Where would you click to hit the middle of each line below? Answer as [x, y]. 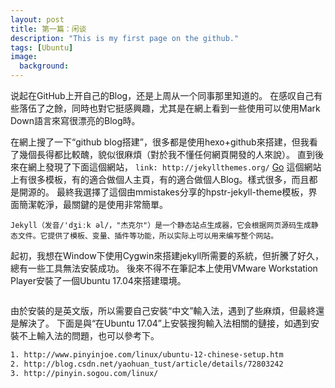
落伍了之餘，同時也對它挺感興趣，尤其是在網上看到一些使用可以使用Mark [169, 108]
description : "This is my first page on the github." [125, 38]
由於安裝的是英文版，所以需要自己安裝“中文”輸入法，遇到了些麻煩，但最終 [163, 310]
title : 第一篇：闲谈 [48, 29]
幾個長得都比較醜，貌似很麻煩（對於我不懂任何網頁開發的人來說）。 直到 [166, 154]
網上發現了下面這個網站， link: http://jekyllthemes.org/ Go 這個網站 [174, 167]
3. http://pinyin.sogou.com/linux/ [84, 373]
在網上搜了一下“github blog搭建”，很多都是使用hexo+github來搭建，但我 [160, 142]
